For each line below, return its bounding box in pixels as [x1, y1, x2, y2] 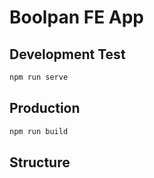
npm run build [9, 126, 69, 136]
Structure [9, 154, 71, 171]
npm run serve [9, 72, 69, 82]
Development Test [9, 46, 126, 63]
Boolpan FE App [9, 6, 144, 29]
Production [9, 100, 81, 117]
